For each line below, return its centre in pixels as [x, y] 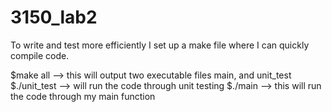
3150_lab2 [54, 17]
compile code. [40, 55]
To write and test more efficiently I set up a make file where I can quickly [160, 45]
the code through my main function [83, 96]
